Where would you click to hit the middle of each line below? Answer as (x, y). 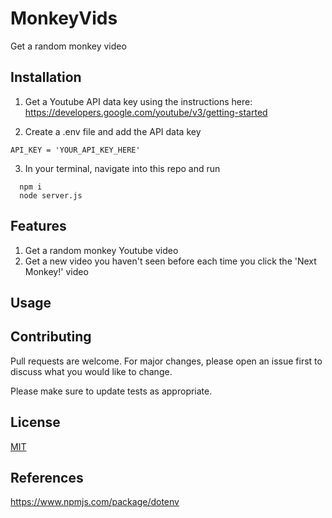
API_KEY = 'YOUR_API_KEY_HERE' (75, 150)
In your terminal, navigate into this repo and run (122, 168)
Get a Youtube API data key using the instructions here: (138, 101)
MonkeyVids (64, 18)
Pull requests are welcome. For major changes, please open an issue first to (166, 361)
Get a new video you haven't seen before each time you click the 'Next (170, 261)
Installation (46, 77)
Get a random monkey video (68, 46)
